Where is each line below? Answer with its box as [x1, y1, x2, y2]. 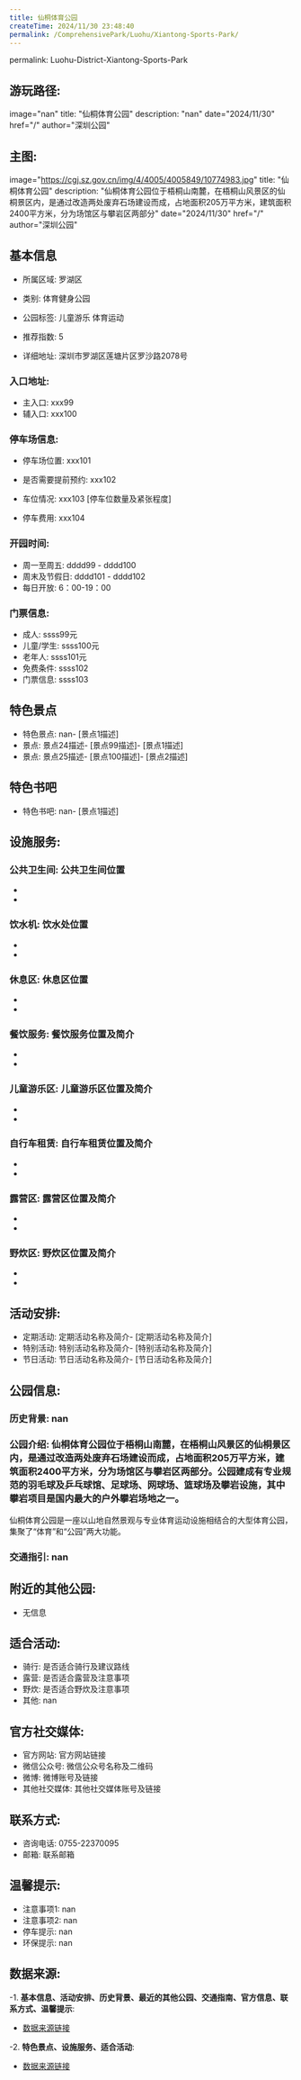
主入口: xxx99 [22, 397, 75, 408]
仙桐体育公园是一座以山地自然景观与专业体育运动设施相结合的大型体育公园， [9, 1515, 293, 1525]
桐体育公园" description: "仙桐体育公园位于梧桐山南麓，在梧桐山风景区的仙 [9, 185, 286, 196]
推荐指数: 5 [22, 330, 65, 342]
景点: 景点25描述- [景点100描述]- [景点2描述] [22, 751, 189, 762]
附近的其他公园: [9, 1581, 97, 1596]
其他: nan [22, 1695, 58, 1706]
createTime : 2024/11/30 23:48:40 [9, 22, 135, 31]
